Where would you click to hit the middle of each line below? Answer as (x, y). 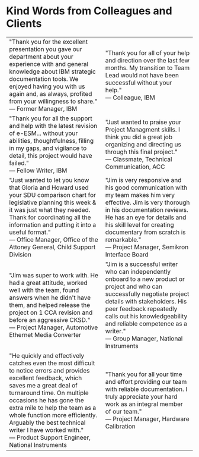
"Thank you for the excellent (49, 42)
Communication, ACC (135, 167)
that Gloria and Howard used (49, 187)
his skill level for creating (140, 224)
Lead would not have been (142, 75)
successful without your (139, 83)
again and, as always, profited (51, 93)
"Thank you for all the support (51, 118)
